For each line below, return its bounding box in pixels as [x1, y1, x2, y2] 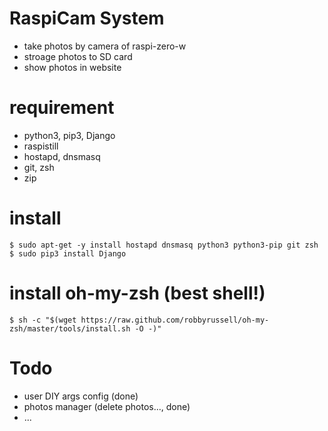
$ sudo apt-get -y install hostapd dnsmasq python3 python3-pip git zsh [9, 240, 319, 250]
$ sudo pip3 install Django [9, 248, 127, 259]
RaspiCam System [9, 7, 165, 30]
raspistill [23, 140, 59, 152]
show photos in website [23, 61, 122, 73]
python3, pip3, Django [23, 129, 116, 141]
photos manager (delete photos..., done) [23, 400, 191, 412]
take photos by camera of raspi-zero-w [23, 40, 187, 52]
